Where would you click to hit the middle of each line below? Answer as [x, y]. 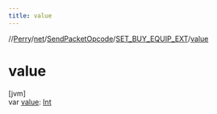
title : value [30, 16]
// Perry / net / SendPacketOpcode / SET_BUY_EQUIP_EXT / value [108, 39]
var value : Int [30, 102]
